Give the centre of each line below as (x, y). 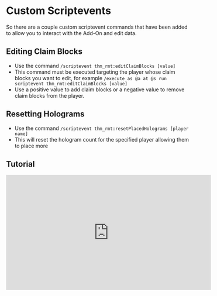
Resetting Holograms (45, 114)
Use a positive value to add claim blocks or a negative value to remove (99, 90)
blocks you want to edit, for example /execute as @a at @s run (90, 78)
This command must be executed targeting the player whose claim (95, 72)
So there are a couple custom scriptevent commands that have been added (97, 27)
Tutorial (20, 164)
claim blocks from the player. (49, 95)
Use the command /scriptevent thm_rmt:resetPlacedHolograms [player (101, 128)
